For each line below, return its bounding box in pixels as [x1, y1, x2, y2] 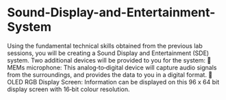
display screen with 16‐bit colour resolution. [7, 85, 130, 93]
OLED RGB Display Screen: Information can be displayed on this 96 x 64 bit [7, 78, 220, 86]
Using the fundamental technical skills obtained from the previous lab [7, 41, 203, 50]
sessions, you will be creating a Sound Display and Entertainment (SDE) [7, 49, 210, 57]
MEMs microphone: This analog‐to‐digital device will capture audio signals [7, 63, 217, 71]
